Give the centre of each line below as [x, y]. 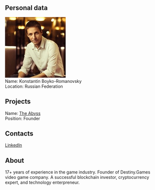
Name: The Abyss [23, 113]
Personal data [26, 8]
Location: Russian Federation [34, 86]
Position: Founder [23, 118]
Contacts [19, 134]
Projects [18, 102]
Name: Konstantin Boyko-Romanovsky [43, 81]
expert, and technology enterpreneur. [42, 182]
